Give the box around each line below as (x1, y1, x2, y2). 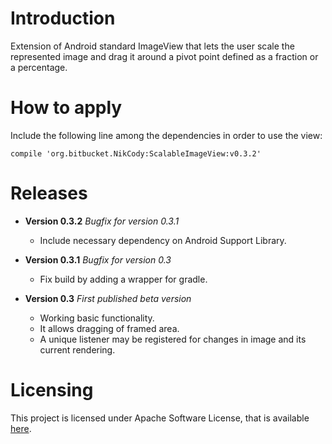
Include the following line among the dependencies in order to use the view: (10, 129, 323, 141)
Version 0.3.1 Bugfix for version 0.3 (24, 253, 172, 266)
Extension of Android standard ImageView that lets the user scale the (10, 40, 295, 52)
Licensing (10, 379, 94, 401)
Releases (10, 182, 88, 205)
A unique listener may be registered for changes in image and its (39, 333, 307, 345)
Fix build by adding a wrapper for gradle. (39, 273, 208, 285)
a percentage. (10, 61, 68, 73)
